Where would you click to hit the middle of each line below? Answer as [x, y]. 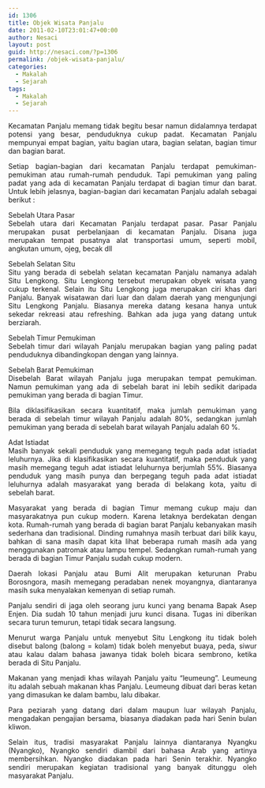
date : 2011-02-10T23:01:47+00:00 [63, 30]
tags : [17, 89]
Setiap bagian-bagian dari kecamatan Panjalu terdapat [109, 166]
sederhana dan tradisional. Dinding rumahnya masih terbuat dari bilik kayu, [132, 533]
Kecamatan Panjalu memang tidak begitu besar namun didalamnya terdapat [132, 126]
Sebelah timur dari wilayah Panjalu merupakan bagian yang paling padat [132, 346]
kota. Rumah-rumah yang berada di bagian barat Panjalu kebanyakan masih [132, 525]
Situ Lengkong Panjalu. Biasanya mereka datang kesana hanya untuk [132, 306]
